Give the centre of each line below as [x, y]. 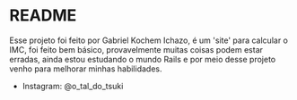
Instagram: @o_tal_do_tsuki [73, 86]
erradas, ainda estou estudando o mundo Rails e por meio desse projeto [143, 59]
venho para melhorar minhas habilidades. [86, 69]
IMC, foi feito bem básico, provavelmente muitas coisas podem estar [136, 49]
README [43, 16]
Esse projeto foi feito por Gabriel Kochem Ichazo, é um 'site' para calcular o [149, 40]
